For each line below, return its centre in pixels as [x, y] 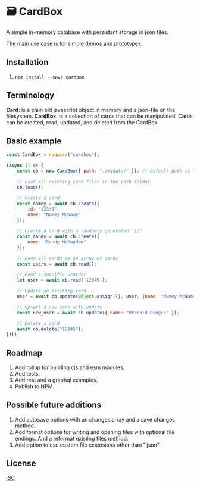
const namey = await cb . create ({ [58, 204]
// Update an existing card [51, 291]
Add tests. [27, 374]
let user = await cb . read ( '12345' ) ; [62, 280]
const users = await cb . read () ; [57, 264]
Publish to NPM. [35, 386]
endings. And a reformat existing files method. [71, 438]
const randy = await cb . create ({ [58, 236]
